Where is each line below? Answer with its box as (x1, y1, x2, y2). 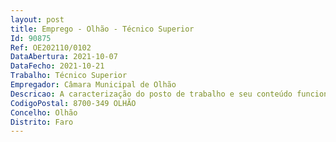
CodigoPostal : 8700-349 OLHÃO (10, 98, 137, 108)
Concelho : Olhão (10, 107, 78, 118)
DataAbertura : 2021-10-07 (10, 52, 118, 62)
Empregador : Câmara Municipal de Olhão (10, 80, 177, 90)
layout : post (10, 14, 65, 25)
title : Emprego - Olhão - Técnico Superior (10, 24, 195, 34)
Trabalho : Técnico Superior (10, 71, 128, 81)
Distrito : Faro (10, 117, 74, 127)
